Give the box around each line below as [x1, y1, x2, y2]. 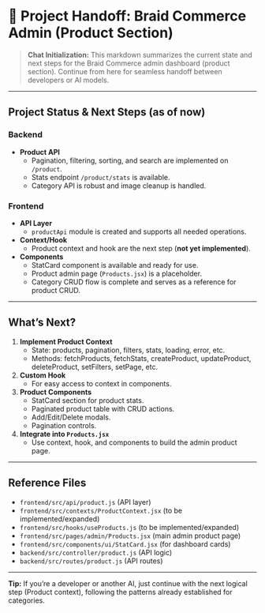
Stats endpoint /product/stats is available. [31, 172, 171, 182]
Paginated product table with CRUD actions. [31, 404, 175, 413]
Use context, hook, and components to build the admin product [31, 438, 237, 447]
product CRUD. [31, 285, 81, 295]
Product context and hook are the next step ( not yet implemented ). [31, 243, 251, 253]
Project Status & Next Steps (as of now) [8, 106, 206, 119]
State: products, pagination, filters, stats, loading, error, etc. [31, 345, 226, 355]
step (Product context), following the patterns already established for [8, 587, 233, 596]
